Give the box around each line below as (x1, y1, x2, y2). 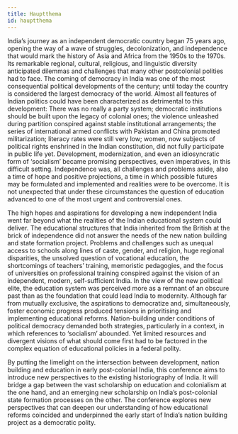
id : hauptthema (7, 17, 52, 24)
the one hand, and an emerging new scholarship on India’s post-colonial (7, 388, 217, 396)
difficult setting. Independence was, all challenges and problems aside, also (7, 165, 229, 173)
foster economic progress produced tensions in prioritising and (7, 306, 192, 315)
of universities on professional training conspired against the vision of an (7, 269, 220, 277)
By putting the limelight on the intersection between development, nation (7, 357, 220, 366)
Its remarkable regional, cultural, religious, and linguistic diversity (7, 59, 198, 67)
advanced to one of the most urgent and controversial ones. (7, 194, 183, 203)
